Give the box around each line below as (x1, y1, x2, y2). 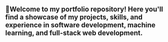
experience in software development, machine (5, 21, 156, 29)
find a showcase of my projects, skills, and (5, 13, 143, 22)
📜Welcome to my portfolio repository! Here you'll (5, 5, 163, 14)
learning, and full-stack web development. (5, 29, 143, 37)
